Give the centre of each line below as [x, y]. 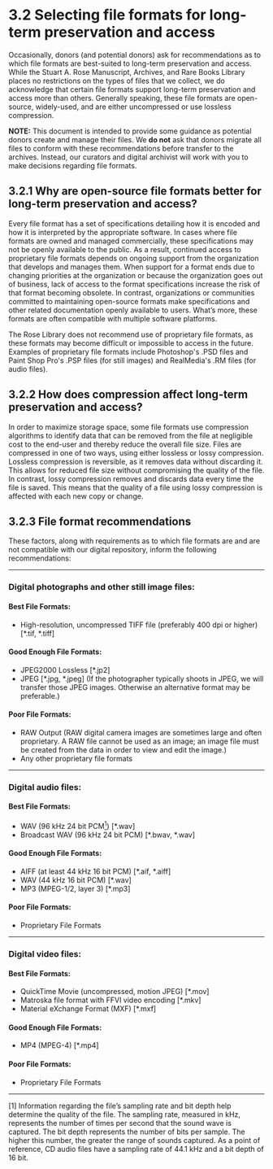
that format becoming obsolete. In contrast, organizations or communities [132, 292]
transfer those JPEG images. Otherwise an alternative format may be [135, 687]
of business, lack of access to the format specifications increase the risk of [134, 284]
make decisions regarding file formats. [73, 165]
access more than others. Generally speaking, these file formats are [122, 98]
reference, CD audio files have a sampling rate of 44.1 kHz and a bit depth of [136, 1149]
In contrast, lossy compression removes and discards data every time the [131, 478]
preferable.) [40, 696]
